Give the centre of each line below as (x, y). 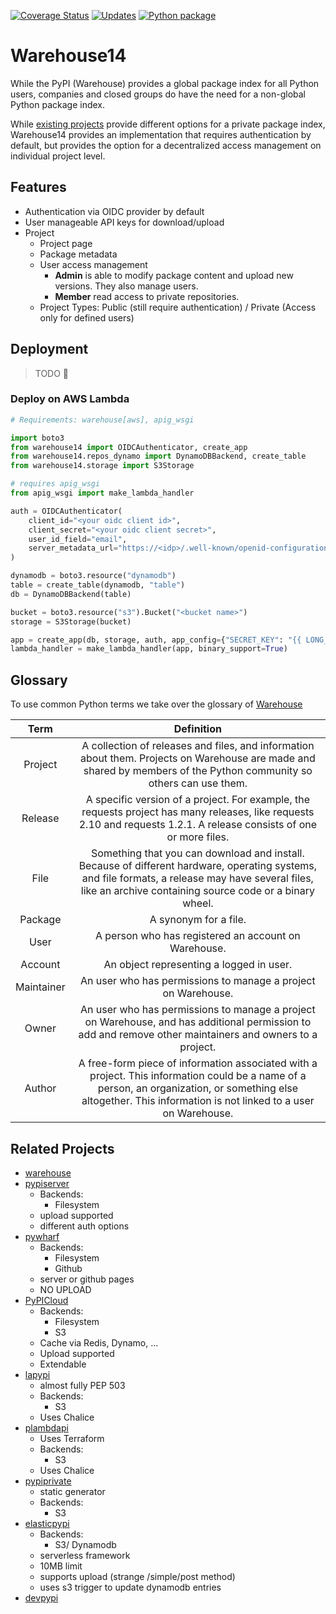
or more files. (198, 837)
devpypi (41, 1597)
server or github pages (87, 1279)
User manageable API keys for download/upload (124, 222)
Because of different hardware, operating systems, (198, 866)
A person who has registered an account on (197, 936)
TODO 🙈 (52, 373)
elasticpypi (47, 1523)
